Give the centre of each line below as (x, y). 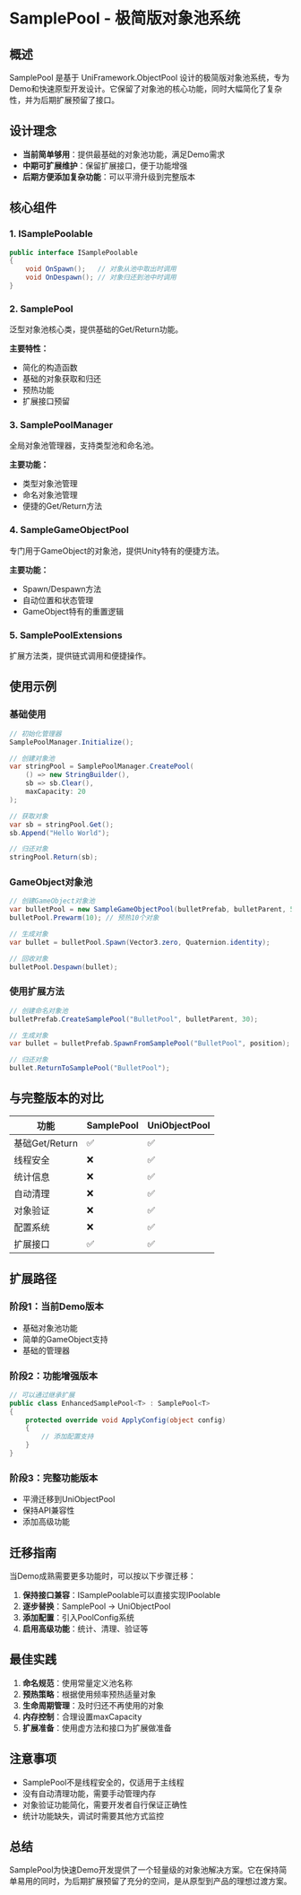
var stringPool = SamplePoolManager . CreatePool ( (102, 767)
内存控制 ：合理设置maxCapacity (82, 1716)
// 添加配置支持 (68, 1437)
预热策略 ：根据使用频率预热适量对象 (89, 1694)
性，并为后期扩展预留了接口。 (64, 100)
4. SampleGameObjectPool (69, 530)
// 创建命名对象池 (39, 1010)
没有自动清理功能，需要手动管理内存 (89, 1793)
